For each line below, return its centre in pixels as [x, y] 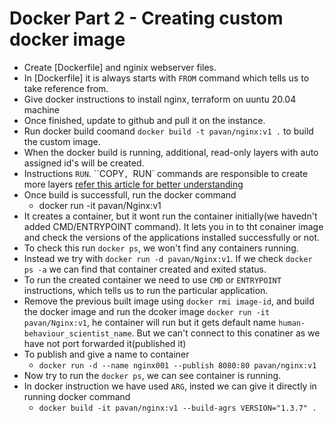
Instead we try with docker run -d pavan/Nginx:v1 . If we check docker [168, 258]
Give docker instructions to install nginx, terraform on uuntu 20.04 [160, 99]
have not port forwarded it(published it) [105, 343]
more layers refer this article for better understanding [133, 184]
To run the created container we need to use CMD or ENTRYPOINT [152, 279]
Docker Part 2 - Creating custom [146, 18]
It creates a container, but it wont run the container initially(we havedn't [170, 216]
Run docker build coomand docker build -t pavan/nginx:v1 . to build [168, 131]
